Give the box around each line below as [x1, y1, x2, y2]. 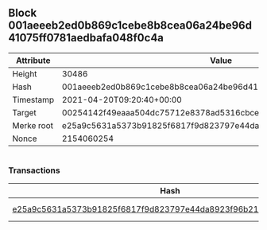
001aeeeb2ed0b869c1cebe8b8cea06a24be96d [8, 19, 253, 33]
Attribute [15, 55, 51, 66]
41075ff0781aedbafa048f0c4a [8, 31, 164, 45]
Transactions [8, 165, 61, 176]
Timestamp [12, 94, 55, 105]
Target [12, 107, 37, 118]
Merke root [12, 119, 54, 131]
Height [12, 68, 37, 79]
